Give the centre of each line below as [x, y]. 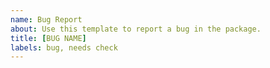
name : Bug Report [46, 19]
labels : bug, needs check [64, 47]
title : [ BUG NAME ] [48, 38]
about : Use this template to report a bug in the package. [136, 29]
